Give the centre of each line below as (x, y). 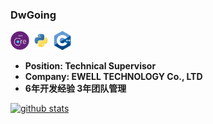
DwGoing (33, 15)
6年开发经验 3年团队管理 (75, 89)
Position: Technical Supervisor (90, 66)
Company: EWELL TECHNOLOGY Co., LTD (113, 77)
